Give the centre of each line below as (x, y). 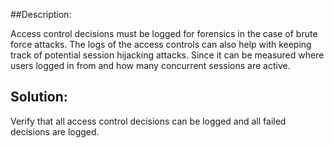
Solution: (39, 97)
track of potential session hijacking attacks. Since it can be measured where (167, 55)
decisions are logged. (55, 131)
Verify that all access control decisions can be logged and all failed (148, 121)
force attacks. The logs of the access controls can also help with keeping (161, 44)
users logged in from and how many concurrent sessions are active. (150, 65)
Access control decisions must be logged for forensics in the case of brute (164, 33)
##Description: (41, 14)
